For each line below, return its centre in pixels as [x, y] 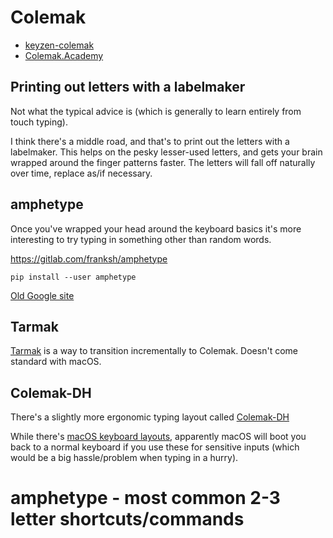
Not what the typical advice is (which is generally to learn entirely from [156, 111]
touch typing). [39, 122]
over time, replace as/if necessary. [81, 173]
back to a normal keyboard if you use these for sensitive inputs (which [155, 447]
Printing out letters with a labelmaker [128, 87]
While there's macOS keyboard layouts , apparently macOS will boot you [158, 437]
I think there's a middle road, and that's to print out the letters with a [150, 141]
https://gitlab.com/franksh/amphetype [89, 258]
